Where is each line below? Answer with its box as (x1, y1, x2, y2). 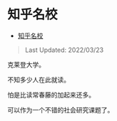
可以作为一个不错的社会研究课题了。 (7, 105, 114, 114)
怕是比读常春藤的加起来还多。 (7, 90, 95, 99)
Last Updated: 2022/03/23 (24, 46, 104, 54)
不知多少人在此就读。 (7, 75, 70, 84)
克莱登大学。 (7, 60, 45, 68)
